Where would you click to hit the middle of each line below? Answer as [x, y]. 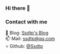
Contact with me [26, 21]
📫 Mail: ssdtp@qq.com [30, 39]
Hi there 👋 [18, 8]
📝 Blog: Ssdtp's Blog [27, 33]
